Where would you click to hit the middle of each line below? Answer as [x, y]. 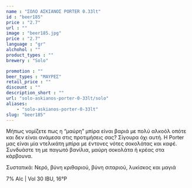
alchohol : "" [23, 50]
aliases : [17, 104]
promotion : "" [25, 71]
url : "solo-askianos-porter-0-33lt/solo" [58, 98]
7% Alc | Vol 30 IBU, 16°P [37, 179]
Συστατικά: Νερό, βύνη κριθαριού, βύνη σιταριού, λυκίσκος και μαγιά [91, 168]
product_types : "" [30, 55]
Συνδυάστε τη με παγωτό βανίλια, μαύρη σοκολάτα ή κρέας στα [85, 150]
